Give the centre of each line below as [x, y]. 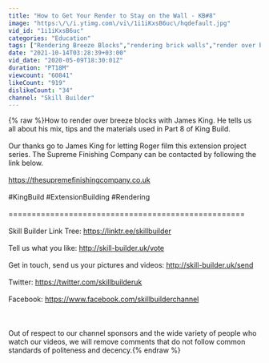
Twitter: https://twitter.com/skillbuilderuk [75, 282]
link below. [26, 163]
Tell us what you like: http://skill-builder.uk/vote [86, 248]
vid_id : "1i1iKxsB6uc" [46, 30]
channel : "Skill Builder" [51, 98]
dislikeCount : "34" [41, 90]
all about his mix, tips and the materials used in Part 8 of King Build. [119, 129]
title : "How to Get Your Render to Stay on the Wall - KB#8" [112, 16]
